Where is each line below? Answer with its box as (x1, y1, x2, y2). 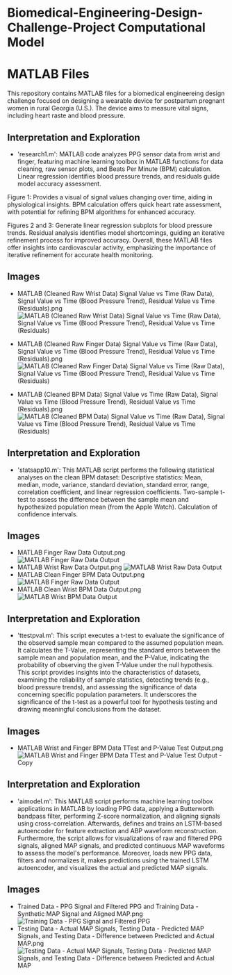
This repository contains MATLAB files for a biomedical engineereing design (7, 89, 225, 98)
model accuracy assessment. (17, 179, 102, 188)
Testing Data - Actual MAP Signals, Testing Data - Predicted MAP (17, 924, 205, 933)
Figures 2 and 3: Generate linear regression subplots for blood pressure (7, 221, 213, 229)
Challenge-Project (7, 19, 116, 35)
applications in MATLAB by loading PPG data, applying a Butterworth (17, 804, 215, 812)
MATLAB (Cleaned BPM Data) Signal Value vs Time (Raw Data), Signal (17, 390, 218, 398)
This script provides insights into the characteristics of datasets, (17, 669, 201, 677)
